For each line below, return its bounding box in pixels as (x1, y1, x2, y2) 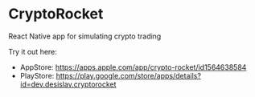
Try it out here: (8, 46, 58, 56)
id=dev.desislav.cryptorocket (19, 79, 117, 89)
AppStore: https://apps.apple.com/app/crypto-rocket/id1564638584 (19, 62, 247, 72)
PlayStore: (19, 71, 55, 80)
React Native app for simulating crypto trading (8, 31, 162, 41)
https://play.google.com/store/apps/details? (56, 71, 201, 80)
